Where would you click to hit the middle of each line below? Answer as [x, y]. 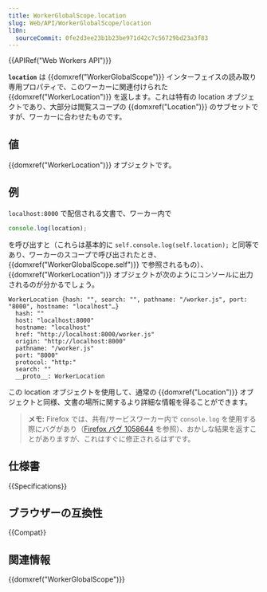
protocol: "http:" [46, 362]
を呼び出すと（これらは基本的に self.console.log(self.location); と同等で [133, 245]
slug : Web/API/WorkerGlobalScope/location [80, 23]
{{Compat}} [27, 533]
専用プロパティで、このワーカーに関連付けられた [88, 87]
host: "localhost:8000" [55, 320]
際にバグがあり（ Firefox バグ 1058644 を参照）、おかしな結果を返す [139, 429]
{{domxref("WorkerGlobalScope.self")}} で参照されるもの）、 [108, 265]
